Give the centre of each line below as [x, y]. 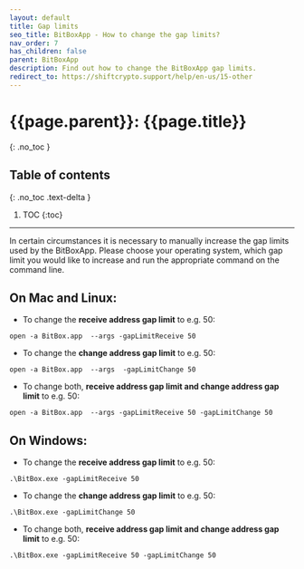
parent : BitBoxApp [44, 60]
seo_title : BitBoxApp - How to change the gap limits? [115, 34]
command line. [37, 269]
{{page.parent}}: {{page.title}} [128, 121]
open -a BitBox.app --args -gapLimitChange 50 [103, 370]
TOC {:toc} [43, 215]
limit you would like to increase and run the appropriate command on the [145, 260]
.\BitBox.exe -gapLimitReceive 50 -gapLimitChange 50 [113, 555]
